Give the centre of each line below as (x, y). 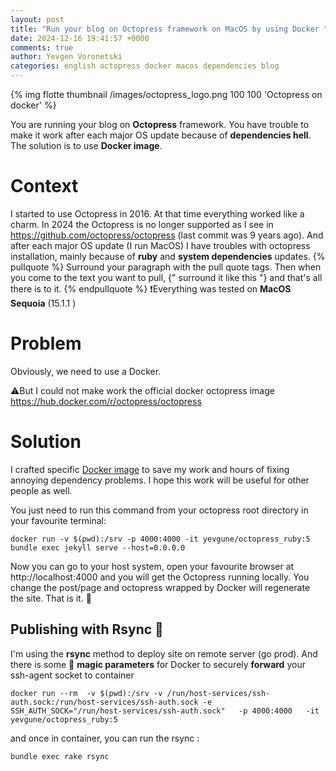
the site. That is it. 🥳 (51, 598)
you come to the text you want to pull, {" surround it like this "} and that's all (166, 277)
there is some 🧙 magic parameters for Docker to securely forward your (158, 664)
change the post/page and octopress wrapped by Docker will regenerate (160, 587)
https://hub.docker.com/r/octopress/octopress (106, 401)
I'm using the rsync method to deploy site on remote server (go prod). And (164, 653)
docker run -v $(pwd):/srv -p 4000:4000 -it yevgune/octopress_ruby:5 (160, 539)
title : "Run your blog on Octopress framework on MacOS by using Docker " (169, 29)
